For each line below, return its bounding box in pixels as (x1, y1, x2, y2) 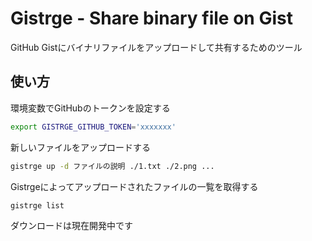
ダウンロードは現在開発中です (10, 220, 133, 232)
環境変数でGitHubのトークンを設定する (10, 102, 171, 114)
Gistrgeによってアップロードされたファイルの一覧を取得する (10, 180, 259, 192)
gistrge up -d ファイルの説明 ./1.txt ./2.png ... (10, 161, 215, 171)
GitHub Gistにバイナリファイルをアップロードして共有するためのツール (10, 41, 303, 53)
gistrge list (10, 200, 65, 211)
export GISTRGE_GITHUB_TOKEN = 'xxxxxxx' (10, 122, 177, 132)
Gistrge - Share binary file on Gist (10, 7, 293, 30)
